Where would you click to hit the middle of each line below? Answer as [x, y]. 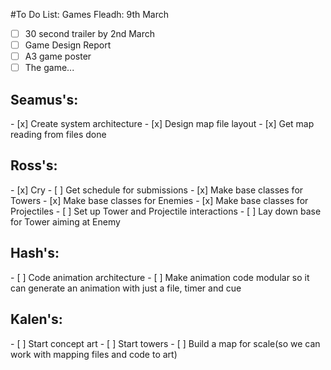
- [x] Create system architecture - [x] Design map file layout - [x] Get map [162, 124]
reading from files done [58, 135]
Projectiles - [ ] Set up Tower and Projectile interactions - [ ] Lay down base [166, 211]
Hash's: [35, 253]
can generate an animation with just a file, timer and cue [126, 288]
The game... [49, 68]
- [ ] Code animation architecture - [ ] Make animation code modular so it [160, 277]
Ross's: [34, 165]
